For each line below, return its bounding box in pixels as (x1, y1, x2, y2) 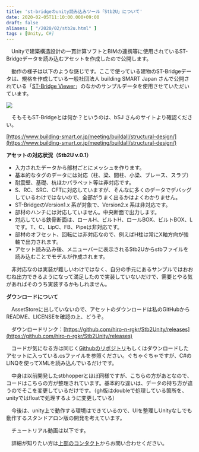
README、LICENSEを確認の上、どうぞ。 (6, 313, 107, 320)
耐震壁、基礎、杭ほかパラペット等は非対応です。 (14, 179, 135, 186)
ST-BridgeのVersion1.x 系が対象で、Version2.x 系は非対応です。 (14, 201, 171, 208)
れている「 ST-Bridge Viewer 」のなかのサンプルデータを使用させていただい (6, 82, 190, 90)
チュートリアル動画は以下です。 (11, 427, 89, 434)
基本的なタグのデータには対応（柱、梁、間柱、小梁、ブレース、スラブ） (14, 171, 192, 179)
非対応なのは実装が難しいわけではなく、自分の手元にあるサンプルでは (11, 266, 183, 273)
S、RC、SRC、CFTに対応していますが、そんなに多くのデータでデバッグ (14, 186, 192, 193)
